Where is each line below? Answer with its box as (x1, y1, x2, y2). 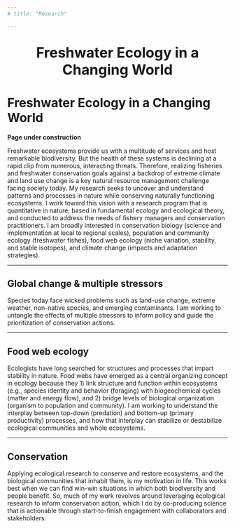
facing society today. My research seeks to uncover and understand (7, 184, 204, 192)
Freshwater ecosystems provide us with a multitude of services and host (7, 147, 217, 155)
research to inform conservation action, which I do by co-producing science (7, 499, 227, 507)
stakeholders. (7, 514, 47, 522)
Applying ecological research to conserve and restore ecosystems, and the (7, 469, 224, 478)
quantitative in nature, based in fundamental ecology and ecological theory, (7, 206, 225, 215)
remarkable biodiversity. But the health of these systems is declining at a (7, 154, 217, 162)
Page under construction (7, 133, 82, 141)
